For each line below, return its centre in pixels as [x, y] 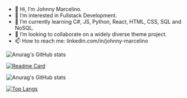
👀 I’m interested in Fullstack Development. [66, 15]
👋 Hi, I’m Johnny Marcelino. [48, 9]
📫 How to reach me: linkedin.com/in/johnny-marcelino [81, 41]
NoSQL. [24, 28]
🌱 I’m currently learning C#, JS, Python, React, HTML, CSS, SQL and [98, 22]
